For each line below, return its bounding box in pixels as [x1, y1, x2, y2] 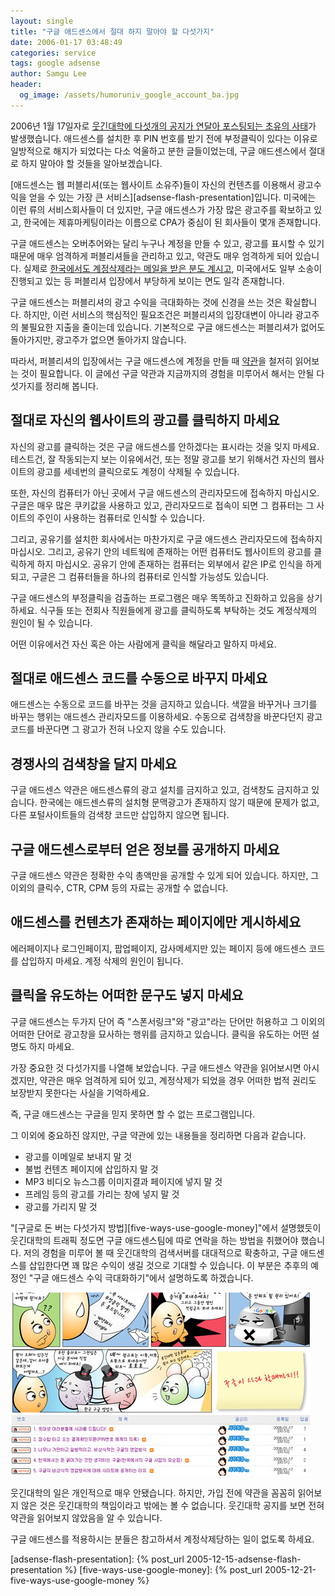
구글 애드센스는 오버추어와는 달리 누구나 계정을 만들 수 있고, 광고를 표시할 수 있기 [10, 237, 325, 249]
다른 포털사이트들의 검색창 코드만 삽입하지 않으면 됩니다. [10, 809, 230, 821]
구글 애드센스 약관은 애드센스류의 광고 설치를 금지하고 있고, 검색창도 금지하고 [10, 784, 310, 796]
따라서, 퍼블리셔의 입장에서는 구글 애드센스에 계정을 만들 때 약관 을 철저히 [10, 355, 293, 367]
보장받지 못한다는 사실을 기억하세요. [10, 1086, 150, 1099]
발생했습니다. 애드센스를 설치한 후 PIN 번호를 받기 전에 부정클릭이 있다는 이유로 [10, 132, 318, 144]
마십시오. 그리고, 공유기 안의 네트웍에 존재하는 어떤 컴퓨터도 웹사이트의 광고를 [10, 545, 312, 557]
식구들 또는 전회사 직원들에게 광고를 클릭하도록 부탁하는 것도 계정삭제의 [39, 604, 318, 616]
